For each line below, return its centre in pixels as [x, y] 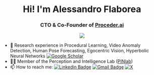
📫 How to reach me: [31, 67]
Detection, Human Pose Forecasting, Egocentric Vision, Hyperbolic [80, 51]
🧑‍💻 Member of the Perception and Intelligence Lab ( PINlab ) [71, 61]
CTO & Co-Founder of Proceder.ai [82, 25]
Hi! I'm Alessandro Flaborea [82, 9]
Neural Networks [27, 56]
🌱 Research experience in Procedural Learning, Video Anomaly [75, 45]
